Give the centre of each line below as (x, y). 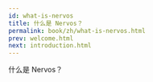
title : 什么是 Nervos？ (45, 23)
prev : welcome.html (41, 38)
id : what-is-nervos (41, 16)
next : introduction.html (50, 46)
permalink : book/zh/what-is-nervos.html (77, 31)
